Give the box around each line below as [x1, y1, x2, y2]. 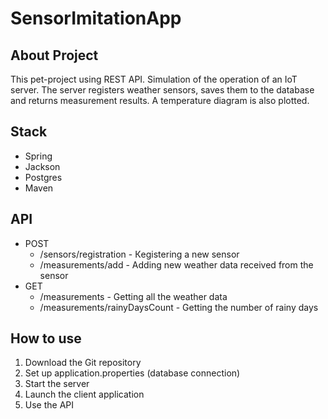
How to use [10, 330, 82, 347]
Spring [24, 150, 53, 162]
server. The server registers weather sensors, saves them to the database [10, 84, 315, 96]
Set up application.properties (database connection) [24, 367, 241, 379]
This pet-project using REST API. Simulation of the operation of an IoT [10, 73, 298, 85]
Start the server [24, 378, 90, 390]
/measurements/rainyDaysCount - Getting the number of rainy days [39, 301, 319, 313]
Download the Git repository [24, 357, 142, 369]
